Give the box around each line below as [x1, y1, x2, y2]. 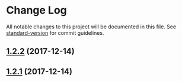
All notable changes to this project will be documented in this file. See [6, 23, 177, 30]
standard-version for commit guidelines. [6, 29, 104, 36]
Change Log [6, 4, 67, 17]
